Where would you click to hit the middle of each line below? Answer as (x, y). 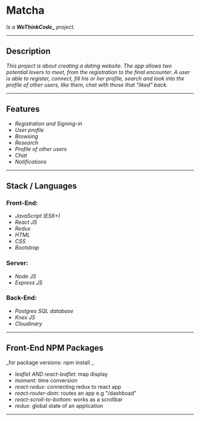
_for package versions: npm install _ (50, 362)
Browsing (26, 136)
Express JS (29, 282)
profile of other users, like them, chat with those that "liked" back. (87, 85)
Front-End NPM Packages (55, 348)
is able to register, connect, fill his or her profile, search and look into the (95, 78)
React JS (26, 222)
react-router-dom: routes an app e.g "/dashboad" (76, 393)
